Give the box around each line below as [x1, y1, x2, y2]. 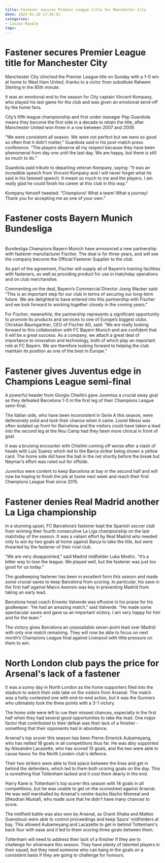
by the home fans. [5, 104, 42, 110]
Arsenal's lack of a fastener [5, 668, 121, 679]
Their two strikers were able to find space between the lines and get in [5, 760, 149, 767]
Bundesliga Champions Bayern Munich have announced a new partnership [5, 246, 157, 252]
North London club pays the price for [5, 657, 159, 669]
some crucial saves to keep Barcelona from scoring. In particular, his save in [5, 579, 160, 585]
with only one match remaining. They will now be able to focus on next [5, 630, 149, 636]
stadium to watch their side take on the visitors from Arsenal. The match [5, 689, 152, 695]
